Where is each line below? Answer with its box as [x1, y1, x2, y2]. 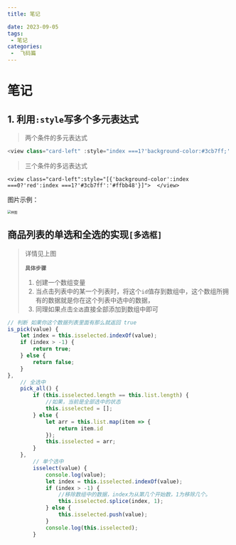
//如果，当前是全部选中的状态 [45, 398, 121, 406]
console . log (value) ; [45, 471, 107, 478]
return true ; [33, 346, 72, 353]
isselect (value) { [33, 464, 87, 472]
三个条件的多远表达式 [24, 161, 87, 170]
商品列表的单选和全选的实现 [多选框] [7, 229, 163, 241]
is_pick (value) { [7, 326, 59, 333]
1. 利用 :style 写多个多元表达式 [7, 113, 139, 125]
